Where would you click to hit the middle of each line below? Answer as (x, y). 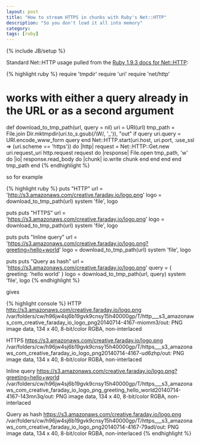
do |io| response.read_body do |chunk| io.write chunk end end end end (94, 159)
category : (19, 28)
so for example (24, 177)
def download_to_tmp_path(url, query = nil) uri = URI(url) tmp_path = (90, 127)
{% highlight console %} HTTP (44, 304)
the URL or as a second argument (90, 111)
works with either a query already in (97, 98)
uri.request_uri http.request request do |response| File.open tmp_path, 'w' (97, 153)
